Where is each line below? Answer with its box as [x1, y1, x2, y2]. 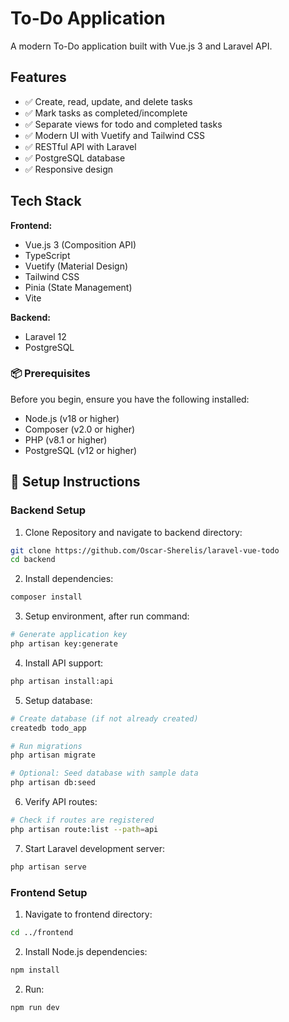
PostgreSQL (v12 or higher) [24, 444, 138, 456]
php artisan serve [10, 862, 87, 872]
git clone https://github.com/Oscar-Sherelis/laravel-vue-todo [10, 545, 280, 556]
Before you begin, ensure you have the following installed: [10, 393, 250, 405]
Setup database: [24, 694, 93, 706]
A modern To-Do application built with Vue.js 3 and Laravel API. [10, 40, 273, 52]
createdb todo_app [10, 723, 87, 733]
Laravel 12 [24, 330, 67, 342]
